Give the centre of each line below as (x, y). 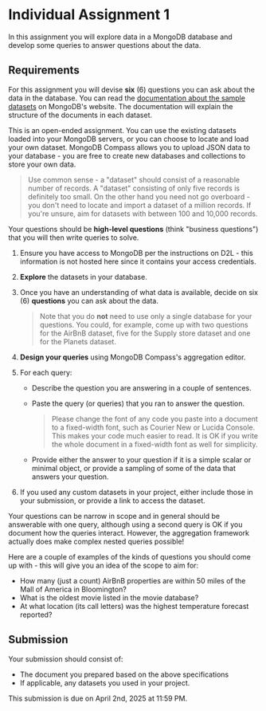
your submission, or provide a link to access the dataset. (112, 501)
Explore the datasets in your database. (83, 277)
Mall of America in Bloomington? (73, 589)
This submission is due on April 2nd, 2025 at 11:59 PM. (98, 698)
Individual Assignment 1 (89, 15)
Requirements (44, 71)
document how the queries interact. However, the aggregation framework (129, 532)
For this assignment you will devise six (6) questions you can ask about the (131, 89)
